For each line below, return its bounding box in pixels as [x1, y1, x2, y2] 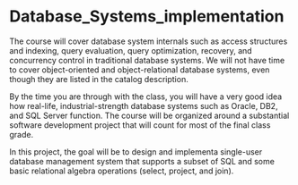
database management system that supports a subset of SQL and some [9, 156, 276, 166]
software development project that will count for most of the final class [9, 119, 271, 130]
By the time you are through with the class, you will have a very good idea [9, 91, 283, 102]
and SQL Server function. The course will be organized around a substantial [9, 110, 290, 121]
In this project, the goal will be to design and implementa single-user [9, 146, 263, 157]
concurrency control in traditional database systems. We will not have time [9, 55, 285, 65]
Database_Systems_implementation [9, 6, 285, 27]
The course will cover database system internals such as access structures [9, 36, 288, 46]
